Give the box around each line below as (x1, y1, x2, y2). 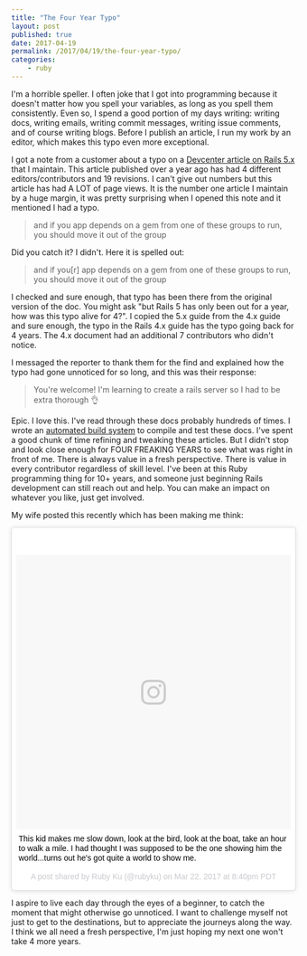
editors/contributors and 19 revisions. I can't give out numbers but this (11, 173, 273, 184)
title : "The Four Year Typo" (11, 13, 121, 23)
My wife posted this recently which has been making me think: (11, 509, 244, 520)
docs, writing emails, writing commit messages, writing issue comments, (11, 117, 282, 128)
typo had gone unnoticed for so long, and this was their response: (11, 366, 257, 377)
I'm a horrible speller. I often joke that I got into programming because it (11, 88, 278, 99)
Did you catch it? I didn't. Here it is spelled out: (11, 246, 185, 258)
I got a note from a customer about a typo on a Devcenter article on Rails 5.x (11, 154, 295, 165)
